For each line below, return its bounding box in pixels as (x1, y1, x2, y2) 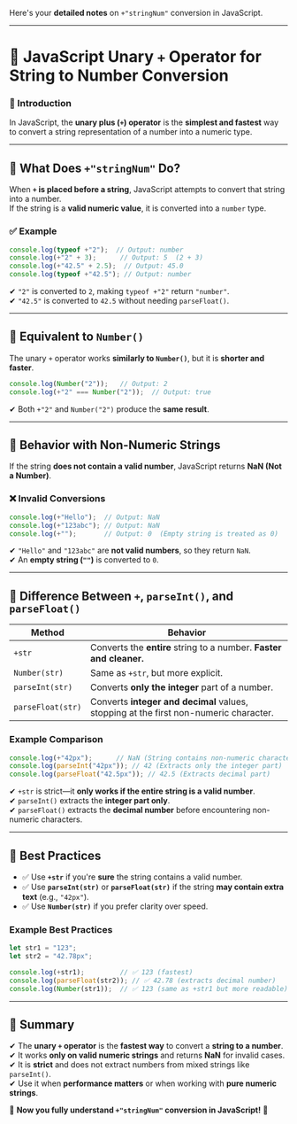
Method (30, 626, 65, 639)
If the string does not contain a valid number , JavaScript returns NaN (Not (9, 461, 283, 472)
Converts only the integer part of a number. (89, 681, 274, 694)
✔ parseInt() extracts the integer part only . (9, 795, 171, 806)
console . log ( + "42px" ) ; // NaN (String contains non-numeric (9, 753, 255, 763)
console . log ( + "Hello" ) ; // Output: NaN (9, 513, 161, 522)
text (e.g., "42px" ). (21, 891, 90, 902)
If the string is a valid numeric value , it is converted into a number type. (9, 203, 267, 213)
